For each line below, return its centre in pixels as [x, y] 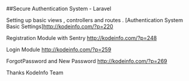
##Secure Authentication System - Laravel [59, 9]
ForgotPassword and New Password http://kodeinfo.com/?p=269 [87, 61]
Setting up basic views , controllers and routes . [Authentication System [94, 20]
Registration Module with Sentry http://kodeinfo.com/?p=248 [82, 38]
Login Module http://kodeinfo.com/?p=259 [59, 49]
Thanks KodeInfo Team [35, 73]
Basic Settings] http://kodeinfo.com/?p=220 [60, 27]
